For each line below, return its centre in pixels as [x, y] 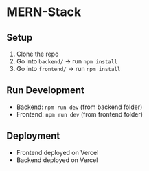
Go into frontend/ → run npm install [68, 69]
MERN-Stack [44, 12]
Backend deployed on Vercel [57, 160]
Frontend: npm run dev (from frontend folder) [80, 114]
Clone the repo [37, 54]
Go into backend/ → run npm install [67, 61]
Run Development [46, 90]
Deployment [33, 136]
